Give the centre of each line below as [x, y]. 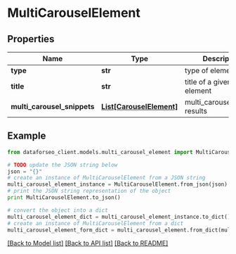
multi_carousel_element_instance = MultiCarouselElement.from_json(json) [118, 184]
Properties [31, 39]
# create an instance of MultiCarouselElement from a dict [96, 223]
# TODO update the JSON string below [63, 165]
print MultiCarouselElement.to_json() [64, 198]
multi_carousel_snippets [53, 107]
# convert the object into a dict [58, 210]
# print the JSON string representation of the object [89, 191]
